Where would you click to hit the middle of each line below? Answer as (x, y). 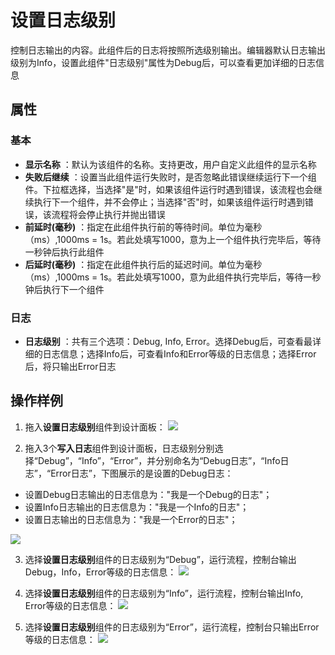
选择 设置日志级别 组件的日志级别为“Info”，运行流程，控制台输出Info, (164, 593)
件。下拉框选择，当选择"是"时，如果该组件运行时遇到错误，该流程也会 (169, 189)
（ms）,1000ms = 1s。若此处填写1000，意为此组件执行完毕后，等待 (164, 277)
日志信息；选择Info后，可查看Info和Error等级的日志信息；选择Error (179, 353)
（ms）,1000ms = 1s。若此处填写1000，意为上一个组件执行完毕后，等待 (173, 239)
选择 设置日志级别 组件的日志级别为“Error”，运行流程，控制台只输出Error (172, 627)
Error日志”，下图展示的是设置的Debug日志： (142, 473)
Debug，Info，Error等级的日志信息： (100, 572)
